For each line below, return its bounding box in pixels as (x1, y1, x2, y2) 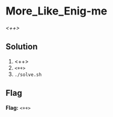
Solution (5, 42, 38, 52)
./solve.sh (14, 71, 42, 78)
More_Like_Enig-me (5, 4, 108, 18)
